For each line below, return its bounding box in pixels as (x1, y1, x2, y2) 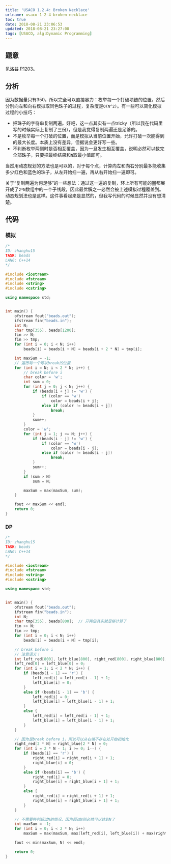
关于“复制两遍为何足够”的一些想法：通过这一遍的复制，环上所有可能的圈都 (5, 180, 161, 186)
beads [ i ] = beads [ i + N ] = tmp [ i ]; (23, 638, 99, 643)
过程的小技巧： (5, 109, 37, 115)
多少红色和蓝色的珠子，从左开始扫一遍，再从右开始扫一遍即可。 (5, 169, 139, 175)
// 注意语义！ (14, 652, 41, 657)
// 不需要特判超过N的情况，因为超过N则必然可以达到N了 (14, 817, 116, 822)
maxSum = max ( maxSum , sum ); (23, 488, 83, 493)
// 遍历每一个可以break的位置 (14, 360, 71, 365)
